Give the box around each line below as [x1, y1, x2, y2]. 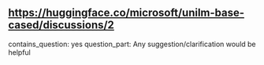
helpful [8, 47, 32, 57]
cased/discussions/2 [8, 19, 114, 32]
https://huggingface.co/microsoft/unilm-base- [8, 6, 245, 20]
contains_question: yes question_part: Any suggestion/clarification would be [8, 39, 256, 49]
